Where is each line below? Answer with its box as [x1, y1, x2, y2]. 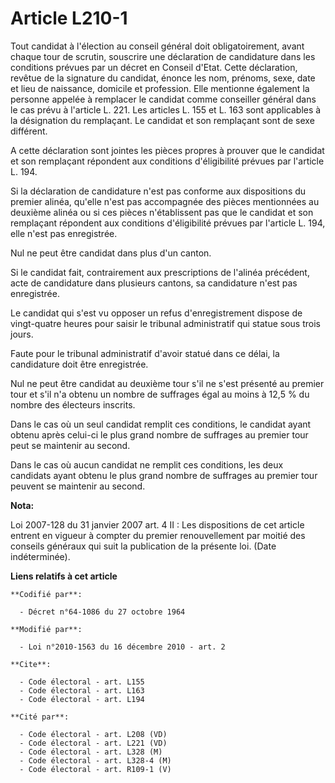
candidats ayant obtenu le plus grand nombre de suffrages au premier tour [10, 469, 318, 481]
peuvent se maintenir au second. [10, 480, 146, 492]
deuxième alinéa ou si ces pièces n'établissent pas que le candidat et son [10, 206, 314, 218]
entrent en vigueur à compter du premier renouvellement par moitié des [10, 529, 306, 541]
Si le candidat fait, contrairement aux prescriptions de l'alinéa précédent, [10, 266, 310, 278]
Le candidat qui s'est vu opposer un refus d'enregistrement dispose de [10, 307, 303, 319]
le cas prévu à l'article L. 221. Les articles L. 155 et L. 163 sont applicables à [10, 103, 322, 116]
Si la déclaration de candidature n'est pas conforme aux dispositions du [10, 185, 307, 197]
